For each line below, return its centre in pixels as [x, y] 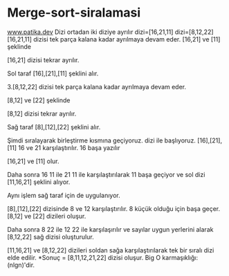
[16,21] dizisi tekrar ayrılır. [43, 59]
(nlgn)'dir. [21, 265]
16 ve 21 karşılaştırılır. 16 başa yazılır [69, 147]
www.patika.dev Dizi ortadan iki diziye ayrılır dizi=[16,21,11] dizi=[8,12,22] [110, 32]
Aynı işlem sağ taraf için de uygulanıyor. [64, 195]
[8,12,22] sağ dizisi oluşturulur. [51, 237]
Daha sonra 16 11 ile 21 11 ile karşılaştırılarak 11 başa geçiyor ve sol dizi [106, 174]
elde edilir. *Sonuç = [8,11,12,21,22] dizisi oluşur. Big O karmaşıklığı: [103, 257]
